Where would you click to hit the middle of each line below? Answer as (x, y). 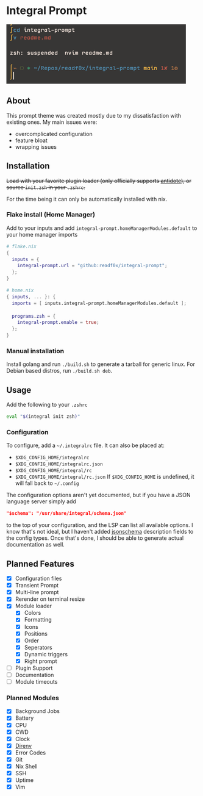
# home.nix (20, 290)
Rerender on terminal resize (50, 599)
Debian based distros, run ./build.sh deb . (59, 371)
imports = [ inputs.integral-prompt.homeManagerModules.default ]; (99, 303)
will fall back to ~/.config (47, 483)
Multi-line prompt (37, 592)
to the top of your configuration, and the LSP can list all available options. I (100, 525)
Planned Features (41, 564)
